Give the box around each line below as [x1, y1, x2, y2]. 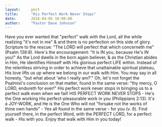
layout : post [5, 7, 40, 12]
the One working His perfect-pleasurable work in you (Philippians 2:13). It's [5, 95, 155, 102]
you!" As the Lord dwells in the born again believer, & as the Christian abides [5, 54, 158, 61]
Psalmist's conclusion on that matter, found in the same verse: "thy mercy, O [5, 80, 158, 86]
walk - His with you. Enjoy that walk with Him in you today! [5, 116, 121, 122]
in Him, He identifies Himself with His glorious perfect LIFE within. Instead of [5, 60, 157, 65]
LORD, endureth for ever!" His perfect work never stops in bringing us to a [5, 85, 152, 91]
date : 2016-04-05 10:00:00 [5, 16, 73, 21]
